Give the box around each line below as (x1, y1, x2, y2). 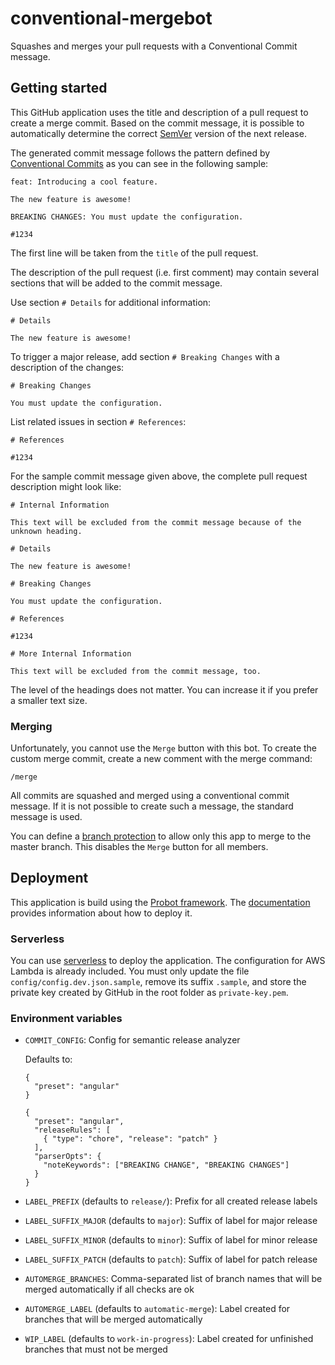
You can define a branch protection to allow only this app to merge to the (10, 830, 312, 842)
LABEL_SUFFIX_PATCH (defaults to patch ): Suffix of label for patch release (24, 1253, 318, 1266)
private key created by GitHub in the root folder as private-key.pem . (10, 987, 289, 999)
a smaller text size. (10, 694, 88, 706)
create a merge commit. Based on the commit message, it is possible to (10, 117, 305, 129)
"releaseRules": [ (34, 1125, 111, 1136)
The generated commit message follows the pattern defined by (10, 147, 271, 159)
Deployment (10, 870, 89, 887)
